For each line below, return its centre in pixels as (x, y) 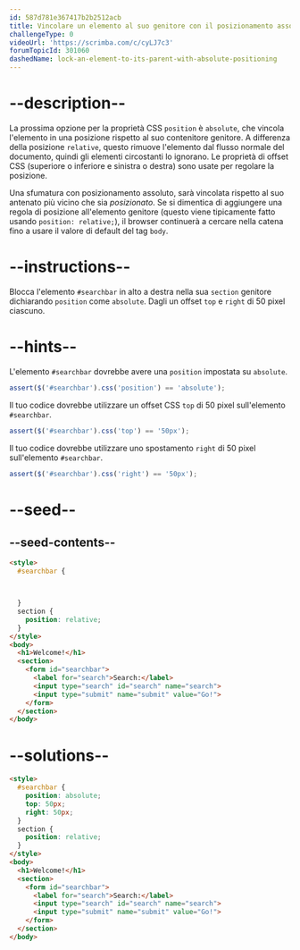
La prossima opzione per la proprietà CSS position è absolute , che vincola (146, 128)
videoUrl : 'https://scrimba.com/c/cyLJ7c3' (92, 42)
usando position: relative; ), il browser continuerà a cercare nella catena (146, 221)
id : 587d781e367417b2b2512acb (66, 17)
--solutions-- (59, 755)
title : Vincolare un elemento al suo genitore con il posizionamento (142, 26)
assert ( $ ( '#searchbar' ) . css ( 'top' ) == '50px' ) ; (100, 431)
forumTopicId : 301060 (50, 51)
